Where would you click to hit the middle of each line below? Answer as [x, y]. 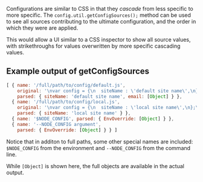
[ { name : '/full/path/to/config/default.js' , [66, 85]
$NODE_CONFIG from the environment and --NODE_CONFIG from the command [98, 148]
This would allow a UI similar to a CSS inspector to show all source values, [99, 39]
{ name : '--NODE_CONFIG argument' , [56, 124]
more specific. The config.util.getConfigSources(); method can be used [99, 15]
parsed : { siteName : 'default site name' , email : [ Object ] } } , [100, 96]
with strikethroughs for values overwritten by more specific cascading [93, 46]
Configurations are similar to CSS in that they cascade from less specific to [100, 9]
